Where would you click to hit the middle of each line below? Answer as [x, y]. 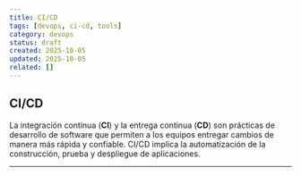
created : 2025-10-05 [48, 51]
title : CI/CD [34, 17]
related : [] [31, 68]
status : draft [36, 42]
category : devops [42, 34]
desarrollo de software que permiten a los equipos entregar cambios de [142, 134]
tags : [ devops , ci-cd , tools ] [66, 26]
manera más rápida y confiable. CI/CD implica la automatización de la [138, 144]
